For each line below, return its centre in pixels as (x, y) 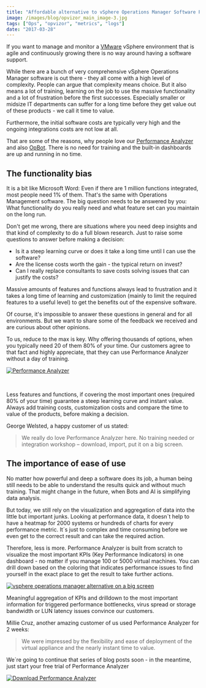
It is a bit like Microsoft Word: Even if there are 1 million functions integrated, (102, 189)
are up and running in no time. (44, 154)
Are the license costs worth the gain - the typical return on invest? (99, 264)
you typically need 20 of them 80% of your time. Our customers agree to (98, 346)
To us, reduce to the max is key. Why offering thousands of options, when (100, 339)
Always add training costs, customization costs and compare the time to (97, 408)
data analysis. (24, 498)
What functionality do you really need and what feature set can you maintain (103, 208)
